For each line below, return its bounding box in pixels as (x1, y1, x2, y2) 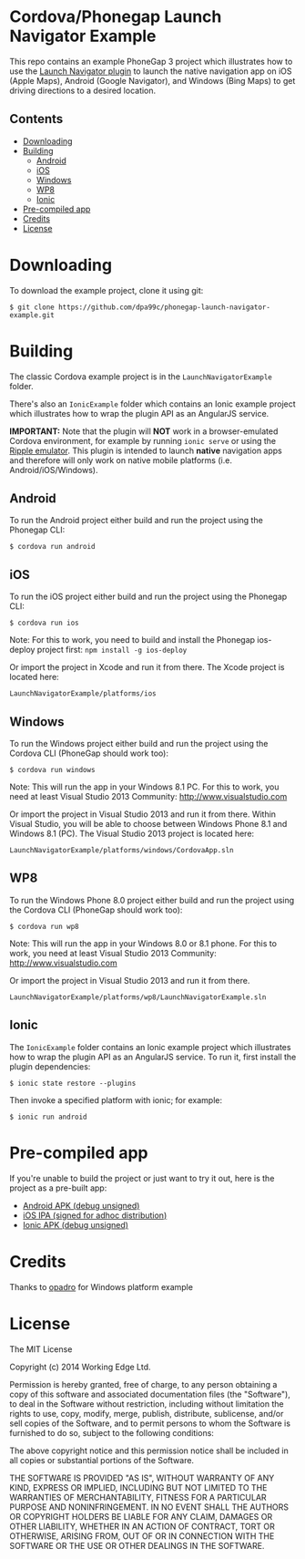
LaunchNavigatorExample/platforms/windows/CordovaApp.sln (9, 846, 234, 855)
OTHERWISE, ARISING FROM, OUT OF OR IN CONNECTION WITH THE (9, 1530, 275, 1542)
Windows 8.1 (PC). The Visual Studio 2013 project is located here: (9, 828, 255, 840)
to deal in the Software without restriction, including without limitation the (9, 1398, 284, 1409)
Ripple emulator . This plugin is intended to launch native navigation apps (9, 445, 282, 456)
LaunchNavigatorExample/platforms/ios (9, 689, 157, 698)
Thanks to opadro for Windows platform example (9, 1281, 194, 1292)
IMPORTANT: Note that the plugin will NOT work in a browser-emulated (9, 426, 279, 437)
